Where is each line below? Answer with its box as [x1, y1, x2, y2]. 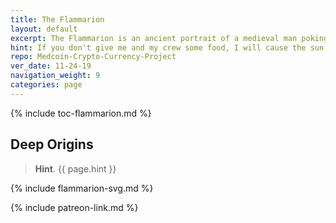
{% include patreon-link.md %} [10, 201, 139, 213]
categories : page [10, 80, 83, 90]
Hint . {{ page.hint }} [34, 162, 117, 175]
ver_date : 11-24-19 [10, 61, 92, 71]
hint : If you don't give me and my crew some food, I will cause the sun [10, 42, 325, 53]
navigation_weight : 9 [10, 71, 101, 81]
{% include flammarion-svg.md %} [10, 182, 154, 194]
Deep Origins [10, 136, 94, 153]
